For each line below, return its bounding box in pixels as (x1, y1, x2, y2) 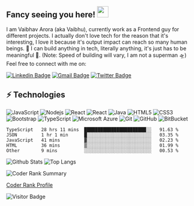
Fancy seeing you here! (6, 10, 96, 20)
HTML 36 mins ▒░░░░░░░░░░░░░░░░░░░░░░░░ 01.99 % (6, 142, 179, 149)
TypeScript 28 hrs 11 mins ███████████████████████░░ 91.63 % (6, 126, 179, 132)
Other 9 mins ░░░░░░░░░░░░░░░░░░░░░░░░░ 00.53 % (6, 147, 179, 153)
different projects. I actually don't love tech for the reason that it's (6, 32, 169, 39)
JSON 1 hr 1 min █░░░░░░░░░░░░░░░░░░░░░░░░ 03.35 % (6, 132, 179, 138)
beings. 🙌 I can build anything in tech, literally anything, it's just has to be (6, 44, 187, 51)
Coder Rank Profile (6, 181, 53, 189)
